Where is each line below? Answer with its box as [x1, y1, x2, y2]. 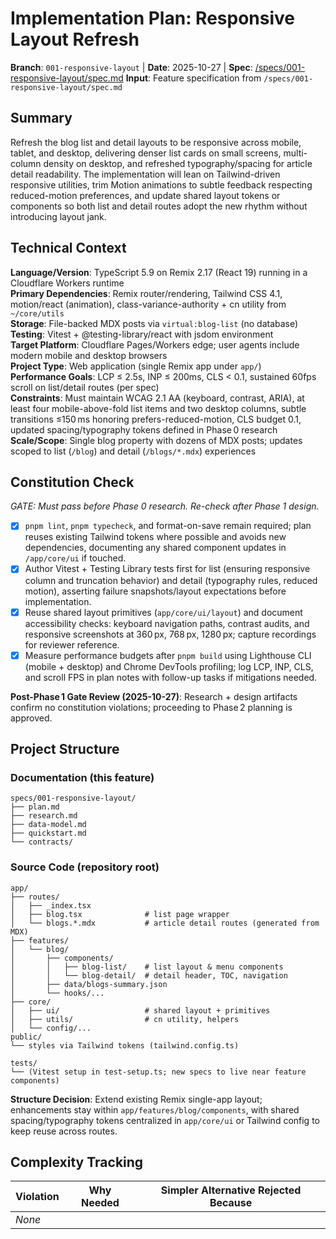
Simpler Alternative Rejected [160, 1183, 302, 1197]
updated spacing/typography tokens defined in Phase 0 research [10, 423, 278, 436]
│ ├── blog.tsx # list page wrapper [10, 909, 230, 919]
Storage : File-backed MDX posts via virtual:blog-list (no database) [10, 317, 299, 329]
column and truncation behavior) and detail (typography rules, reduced [24, 574, 318, 586]
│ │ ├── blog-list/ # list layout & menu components [10, 962, 284, 972]
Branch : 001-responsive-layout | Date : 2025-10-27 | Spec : [10, 61, 253, 73]
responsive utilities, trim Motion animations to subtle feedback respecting [10, 178, 313, 191]
